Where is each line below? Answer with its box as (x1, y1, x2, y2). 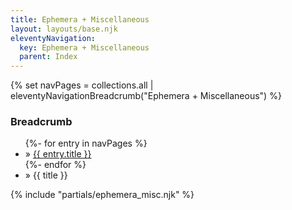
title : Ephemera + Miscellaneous (10, 14, 150, 25)
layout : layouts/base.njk (10, 24, 118, 34)
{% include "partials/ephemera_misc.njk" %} (10, 189, 195, 201)
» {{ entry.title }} (24, 148, 92, 160)
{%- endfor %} (24, 159, 87, 171)
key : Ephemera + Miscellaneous (19, 42, 150, 53)
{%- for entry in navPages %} (24, 137, 148, 150)
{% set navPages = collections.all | (10, 79, 154, 91)
